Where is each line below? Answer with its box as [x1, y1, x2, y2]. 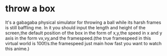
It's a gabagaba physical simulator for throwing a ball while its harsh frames [5, 19, 161, 25]
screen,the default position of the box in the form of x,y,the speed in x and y [5, 30, 162, 36]
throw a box [5, 3, 56, 14]
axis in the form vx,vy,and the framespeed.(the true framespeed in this [5, 35, 151, 41]
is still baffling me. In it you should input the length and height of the [5, 24, 146, 30]
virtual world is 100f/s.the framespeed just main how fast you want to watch [5, 40, 162, 46]
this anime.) [5, 46, 30, 52]
